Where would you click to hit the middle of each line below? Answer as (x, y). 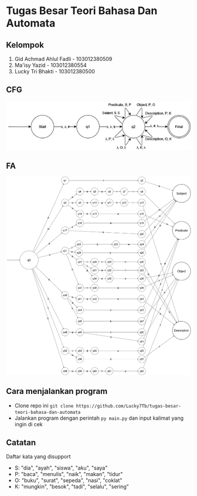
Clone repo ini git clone (44, 405)
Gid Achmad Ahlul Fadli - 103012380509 (63, 59)
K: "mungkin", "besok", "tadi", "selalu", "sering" (72, 487)
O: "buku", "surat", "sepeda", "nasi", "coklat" (68, 480)
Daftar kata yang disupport (39, 457)
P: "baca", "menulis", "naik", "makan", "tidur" (69, 474)
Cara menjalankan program (57, 391)
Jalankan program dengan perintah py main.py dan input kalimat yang (99, 418)
